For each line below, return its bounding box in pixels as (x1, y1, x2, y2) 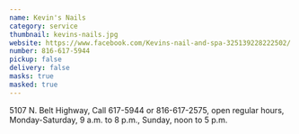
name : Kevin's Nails (9, 13, 87, 22)
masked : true (9, 80, 58, 89)
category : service (9, 22, 78, 31)
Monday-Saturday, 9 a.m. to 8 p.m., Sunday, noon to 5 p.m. (9, 114, 228, 125)
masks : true (9, 72, 54, 81)
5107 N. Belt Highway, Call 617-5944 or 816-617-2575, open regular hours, (9, 104, 285, 115)
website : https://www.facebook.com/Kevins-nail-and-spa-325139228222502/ (9, 38, 292, 48)
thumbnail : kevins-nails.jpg (9, 30, 119, 39)
